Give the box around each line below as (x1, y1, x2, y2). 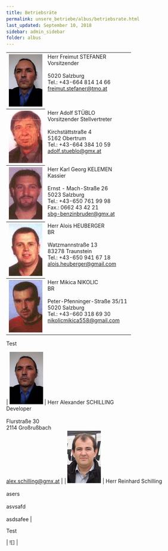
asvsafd (6, 503, 26, 510)
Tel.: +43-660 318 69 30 (47, 310, 111, 318)
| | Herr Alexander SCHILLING (6, 398, 114, 406)
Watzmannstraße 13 (47, 241, 98, 248)
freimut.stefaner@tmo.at (47, 84, 108, 92)
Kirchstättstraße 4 (47, 129, 92, 136)
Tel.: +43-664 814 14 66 (47, 78, 111, 86)
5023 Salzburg (47, 191, 85, 199)
